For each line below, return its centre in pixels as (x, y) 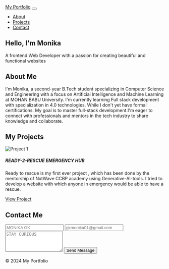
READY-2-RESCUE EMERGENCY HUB (45, 160)
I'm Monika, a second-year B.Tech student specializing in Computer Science (85, 89)
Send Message (80, 251)
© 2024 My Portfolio (27, 261)
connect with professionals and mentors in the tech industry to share (77, 116)
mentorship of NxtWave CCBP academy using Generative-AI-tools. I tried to (84, 179)
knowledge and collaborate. (34, 121)
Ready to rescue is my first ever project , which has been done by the (77, 173)
